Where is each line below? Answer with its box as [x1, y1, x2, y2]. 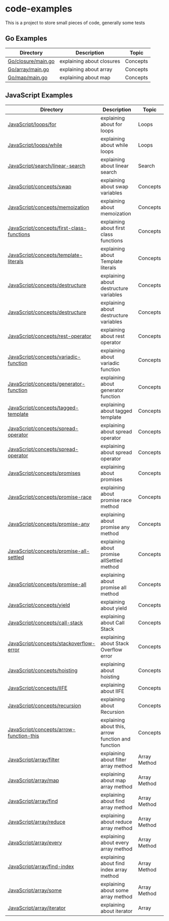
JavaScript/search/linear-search [8, 162, 86, 169]
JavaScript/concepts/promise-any [8, 520, 90, 527]
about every [100, 839, 129, 846]
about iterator [100, 907, 133, 914]
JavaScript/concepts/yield [8, 601, 70, 608]
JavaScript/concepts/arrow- [8, 726, 76, 733]
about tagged [100, 407, 132, 414]
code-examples [5, 3, 72, 15]
